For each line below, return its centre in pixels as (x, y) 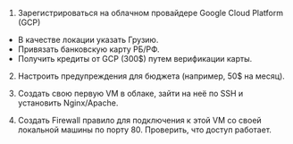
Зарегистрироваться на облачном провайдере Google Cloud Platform (151, 13)
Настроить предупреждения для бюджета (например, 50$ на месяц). (151, 76)
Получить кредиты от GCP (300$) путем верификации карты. (135, 59)
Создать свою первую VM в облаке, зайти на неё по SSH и (130, 93)
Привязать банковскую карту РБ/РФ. (88, 49)
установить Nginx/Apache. (68, 103)
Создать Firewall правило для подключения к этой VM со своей (139, 120)
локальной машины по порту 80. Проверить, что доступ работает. (145, 130)
